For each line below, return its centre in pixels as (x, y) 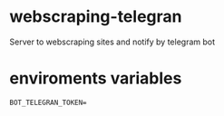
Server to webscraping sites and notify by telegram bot (112, 42)
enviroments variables (96, 78)
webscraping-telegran (96, 17)
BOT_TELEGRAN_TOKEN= (49, 102)
